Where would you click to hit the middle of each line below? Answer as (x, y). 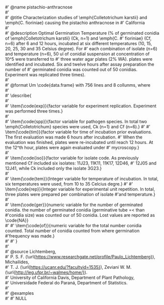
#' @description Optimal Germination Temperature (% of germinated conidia (82, 33)
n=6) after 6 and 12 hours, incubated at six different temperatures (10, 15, (79, 43)
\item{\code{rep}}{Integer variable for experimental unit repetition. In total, (80, 189)
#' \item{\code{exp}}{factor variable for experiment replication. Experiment (81, 106)
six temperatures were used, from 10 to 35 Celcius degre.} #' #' (69, 184)
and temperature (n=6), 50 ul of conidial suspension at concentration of (77, 54)
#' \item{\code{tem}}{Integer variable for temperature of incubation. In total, (82, 179)
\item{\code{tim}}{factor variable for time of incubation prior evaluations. (79, 132)
